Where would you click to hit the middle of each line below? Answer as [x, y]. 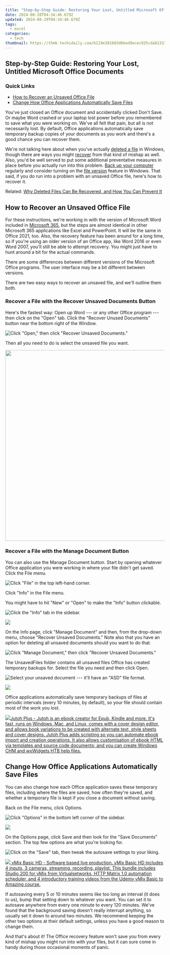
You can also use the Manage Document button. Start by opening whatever [83, 562]
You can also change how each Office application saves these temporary [81, 787]
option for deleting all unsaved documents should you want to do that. [78, 643]
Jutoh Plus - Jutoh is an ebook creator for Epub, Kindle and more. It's [83, 718]
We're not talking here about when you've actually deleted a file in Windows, [85, 149]
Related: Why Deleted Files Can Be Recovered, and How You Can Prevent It [84, 192]
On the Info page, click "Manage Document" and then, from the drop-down [83, 632]
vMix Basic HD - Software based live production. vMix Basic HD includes [87, 862]
